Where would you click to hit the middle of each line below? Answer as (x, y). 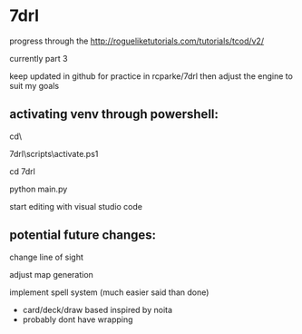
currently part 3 (39, 58)
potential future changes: (83, 236)
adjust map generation (51, 274)
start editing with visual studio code (76, 206)
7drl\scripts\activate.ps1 (54, 153)
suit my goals (34, 85)
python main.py (39, 189)
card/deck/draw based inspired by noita (97, 309)
